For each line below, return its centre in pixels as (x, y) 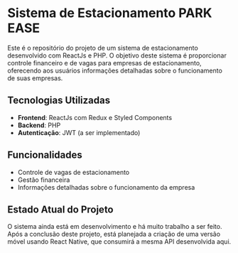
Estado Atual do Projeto (60, 209)
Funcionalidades (45, 155)
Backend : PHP (39, 125)
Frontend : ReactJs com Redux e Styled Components (95, 117)
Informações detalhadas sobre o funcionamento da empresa (106, 187)
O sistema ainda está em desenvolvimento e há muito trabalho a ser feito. (115, 227)
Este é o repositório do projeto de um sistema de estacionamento (103, 48)
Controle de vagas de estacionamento (74, 172)
